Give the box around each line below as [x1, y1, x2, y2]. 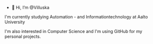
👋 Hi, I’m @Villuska [11, 5, 50, 10]
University [4, 19, 25, 25]
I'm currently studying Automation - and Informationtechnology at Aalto [4, 14, 148, 19]
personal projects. [4, 34, 41, 39]
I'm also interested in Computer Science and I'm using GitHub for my [4, 29, 142, 34]
